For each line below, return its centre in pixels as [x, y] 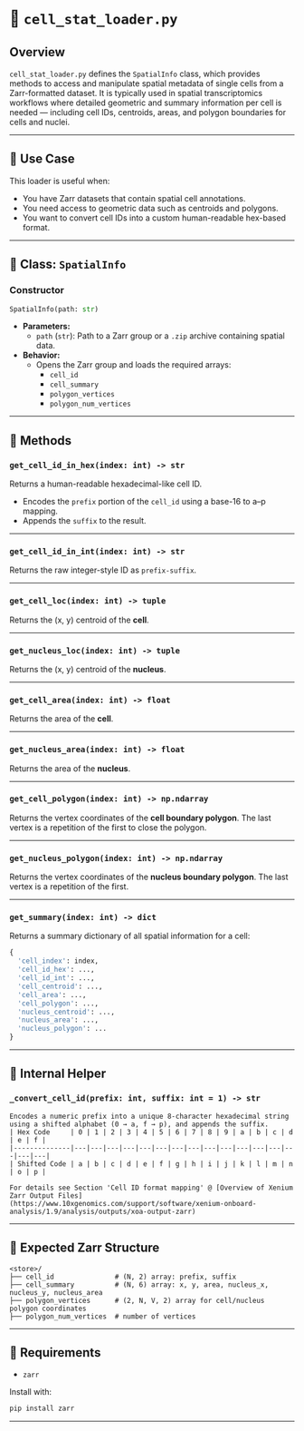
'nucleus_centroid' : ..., [66, 1012]
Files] [70, 1196]
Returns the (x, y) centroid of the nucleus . [88, 669]
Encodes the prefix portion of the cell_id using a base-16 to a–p [144, 502]
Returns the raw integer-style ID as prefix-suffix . [103, 570]
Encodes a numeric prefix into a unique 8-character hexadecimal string [149, 1116]
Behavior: [41, 355]
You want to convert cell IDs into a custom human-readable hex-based [154, 218]
